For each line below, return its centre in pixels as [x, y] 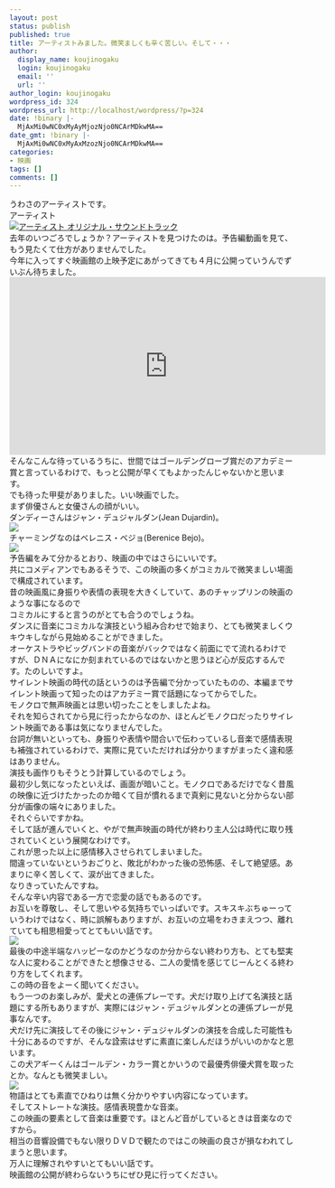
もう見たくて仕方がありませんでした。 [80, 249]
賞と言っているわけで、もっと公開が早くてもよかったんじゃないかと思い [143, 472]
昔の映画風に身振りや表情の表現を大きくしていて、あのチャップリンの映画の [151, 592]
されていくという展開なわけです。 [72, 840]
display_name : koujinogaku [68, 60]
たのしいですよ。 [56, 671]
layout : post [34, 18]
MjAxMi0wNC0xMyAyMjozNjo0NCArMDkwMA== [91, 127]
